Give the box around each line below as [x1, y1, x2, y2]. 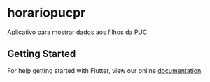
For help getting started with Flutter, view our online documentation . [7, 66, 203, 74]
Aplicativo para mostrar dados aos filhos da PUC [7, 28, 148, 36]
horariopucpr [7, 5, 86, 21]
